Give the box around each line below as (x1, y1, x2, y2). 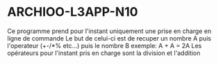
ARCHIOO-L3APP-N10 (7, 4, 138, 20)
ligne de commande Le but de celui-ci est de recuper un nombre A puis (7, 34, 212, 42)
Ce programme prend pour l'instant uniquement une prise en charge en (7, 27, 212, 35)
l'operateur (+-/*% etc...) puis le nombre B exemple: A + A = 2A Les (7, 41, 202, 50)
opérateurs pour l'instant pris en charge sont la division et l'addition (7, 49, 201, 57)
